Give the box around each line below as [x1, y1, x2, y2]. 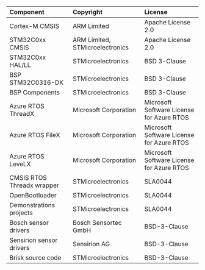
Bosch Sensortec [72, 219, 122, 227]
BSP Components [9, 88, 60, 96]
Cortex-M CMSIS [9, 22, 60, 30]
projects [9, 208, 34, 217]
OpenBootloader [9, 191, 57, 199]
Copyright [72, 8, 103, 16]
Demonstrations [9, 201, 56, 209]
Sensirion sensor [9, 236, 58, 244]
